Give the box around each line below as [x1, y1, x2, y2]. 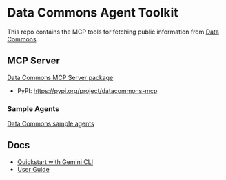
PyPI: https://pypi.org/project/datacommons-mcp [17, 86, 158, 94]
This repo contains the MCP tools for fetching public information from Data [7, 28, 219, 36]
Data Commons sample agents [7, 119, 94, 128]
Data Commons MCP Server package [7, 73, 114, 81]
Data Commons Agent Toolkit [7, 5, 179, 21]
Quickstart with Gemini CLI [17, 157, 94, 166]
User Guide [17, 165, 50, 173]
